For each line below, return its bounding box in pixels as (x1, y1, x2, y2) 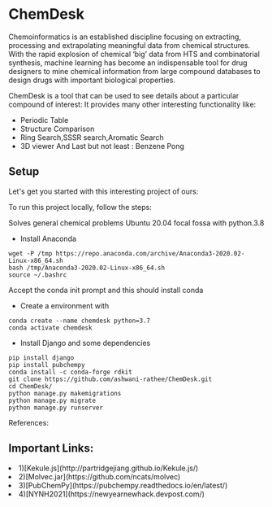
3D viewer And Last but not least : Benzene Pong (19, 141, 185, 151)
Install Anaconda (19, 234, 77, 243)
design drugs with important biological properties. (8, 75, 176, 85)
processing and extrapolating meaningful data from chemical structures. (8, 40, 251, 50)
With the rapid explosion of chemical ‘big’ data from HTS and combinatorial (8, 49, 260, 59)
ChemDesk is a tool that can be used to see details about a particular (8, 90, 240, 100)
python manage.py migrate (8, 396, 96, 404)
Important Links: (8, 441, 94, 456)
